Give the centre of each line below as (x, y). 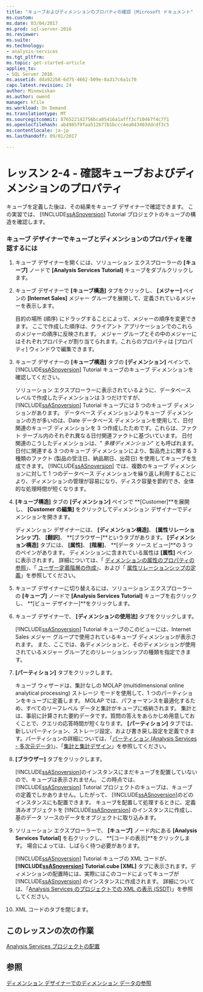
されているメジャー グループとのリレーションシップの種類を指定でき (100, 652)
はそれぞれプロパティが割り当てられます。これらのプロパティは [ (96, 341)
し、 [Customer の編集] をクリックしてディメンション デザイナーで (99, 509)
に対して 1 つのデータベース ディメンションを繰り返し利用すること (108, 474)
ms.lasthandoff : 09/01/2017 (42, 136)
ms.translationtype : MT (36, 114)
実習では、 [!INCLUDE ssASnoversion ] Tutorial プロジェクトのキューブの (101, 214)
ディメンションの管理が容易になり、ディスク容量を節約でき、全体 (112, 481)
